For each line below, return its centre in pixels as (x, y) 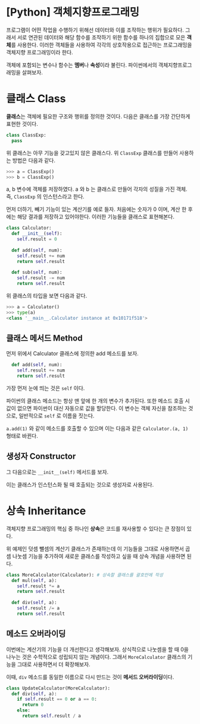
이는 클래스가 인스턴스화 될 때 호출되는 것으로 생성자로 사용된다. (80, 484)
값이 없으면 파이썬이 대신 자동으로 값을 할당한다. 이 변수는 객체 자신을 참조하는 (97, 409)
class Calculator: (29, 228)
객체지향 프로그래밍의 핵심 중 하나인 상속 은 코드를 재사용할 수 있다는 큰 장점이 (96, 528)
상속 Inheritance (46, 511)
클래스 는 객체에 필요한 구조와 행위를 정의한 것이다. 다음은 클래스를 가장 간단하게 (98, 116)
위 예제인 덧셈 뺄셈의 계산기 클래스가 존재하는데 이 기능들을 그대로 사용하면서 (95, 549)
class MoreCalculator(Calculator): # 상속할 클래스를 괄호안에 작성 (85, 575)
